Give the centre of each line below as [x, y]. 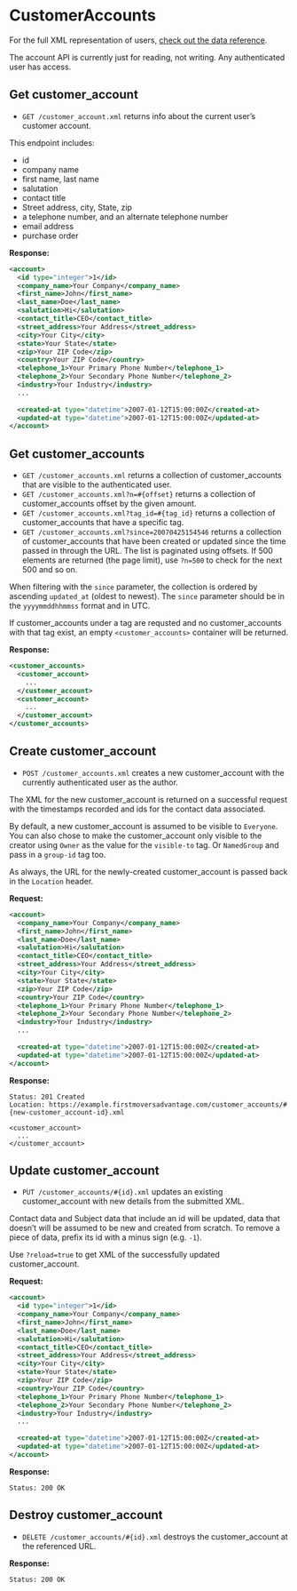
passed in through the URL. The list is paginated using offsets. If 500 [147, 551]
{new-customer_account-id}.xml [67, 1112]
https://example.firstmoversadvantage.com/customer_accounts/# [168, 1104]
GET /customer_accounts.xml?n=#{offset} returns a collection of [139, 494]
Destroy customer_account [86, 1515]
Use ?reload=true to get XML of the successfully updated [114, 1255]
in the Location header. [51, 881]
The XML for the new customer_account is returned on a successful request [148, 799]
